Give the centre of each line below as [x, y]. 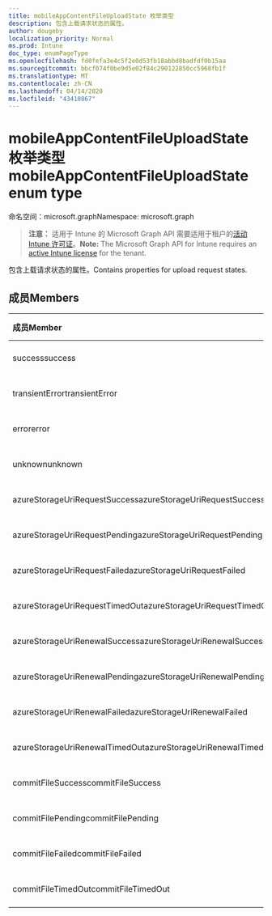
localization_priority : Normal [61, 38]
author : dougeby [36, 31]
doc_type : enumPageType [49, 53]
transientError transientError [65, 393]
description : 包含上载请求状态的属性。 [68, 23]
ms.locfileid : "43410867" [52, 99]
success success [44, 358]
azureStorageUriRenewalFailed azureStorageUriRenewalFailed [130, 712]
